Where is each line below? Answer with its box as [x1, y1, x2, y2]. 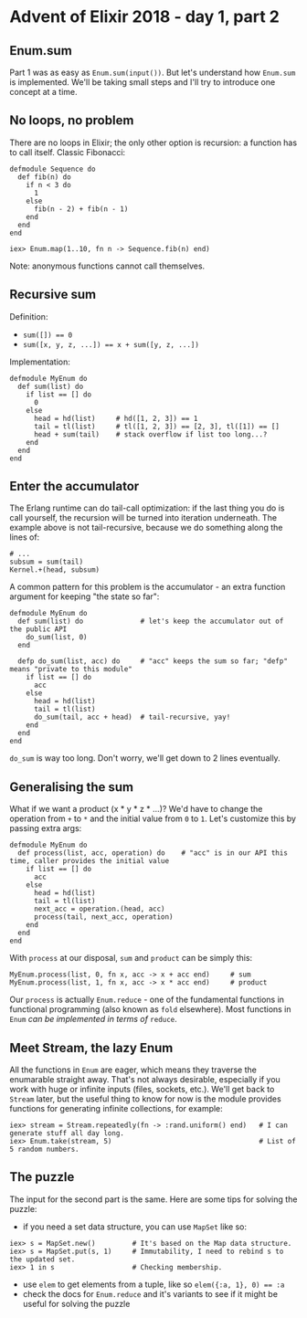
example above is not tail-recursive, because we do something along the [9, 522, 283, 533]
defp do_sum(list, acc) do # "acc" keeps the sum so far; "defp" [17, 657, 288, 666]
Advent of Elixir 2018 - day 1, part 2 [9, 6, 281, 27]
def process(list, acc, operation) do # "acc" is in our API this [17, 849, 288, 858]
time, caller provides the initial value [9, 857, 170, 866]
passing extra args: [9, 823, 82, 834]
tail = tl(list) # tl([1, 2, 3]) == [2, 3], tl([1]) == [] [33, 422, 281, 431]
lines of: [9, 532, 40, 543]
